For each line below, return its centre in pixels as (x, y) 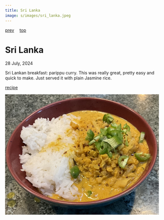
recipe (11, 88)
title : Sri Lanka (23, 10)
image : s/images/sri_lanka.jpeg (38, 15)
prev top (16, 30)
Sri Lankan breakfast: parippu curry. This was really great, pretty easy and (80, 73)
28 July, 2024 (19, 63)
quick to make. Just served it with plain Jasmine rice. (58, 78)
